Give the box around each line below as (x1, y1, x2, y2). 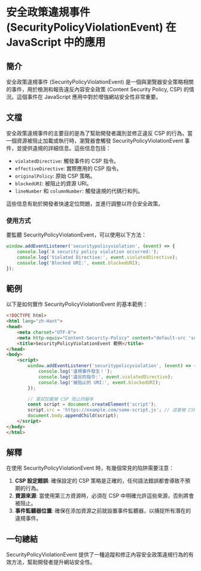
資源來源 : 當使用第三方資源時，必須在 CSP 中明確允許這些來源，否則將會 (14, 492, 194, 500)
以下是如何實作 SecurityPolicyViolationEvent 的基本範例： (6, 300, 148, 308)
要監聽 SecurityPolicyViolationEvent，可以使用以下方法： (6, 232, 147, 239)
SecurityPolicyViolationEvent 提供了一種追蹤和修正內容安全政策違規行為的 (6, 551, 188, 558)
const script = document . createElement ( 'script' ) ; (28, 401, 157, 408)
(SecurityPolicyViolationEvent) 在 (6, 20, 176, 34)
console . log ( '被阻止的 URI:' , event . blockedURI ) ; (38, 379, 161, 386)
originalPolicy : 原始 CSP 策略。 (14, 172, 96, 179)
